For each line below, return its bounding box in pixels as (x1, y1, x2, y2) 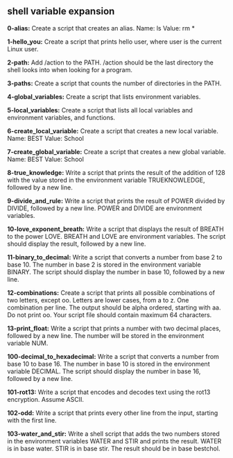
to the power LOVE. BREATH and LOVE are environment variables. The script (7, 232, 226, 240)
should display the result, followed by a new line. (7, 239, 146, 248)
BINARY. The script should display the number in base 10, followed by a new (7, 267, 225, 276)
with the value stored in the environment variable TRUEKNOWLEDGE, (7, 176, 205, 184)
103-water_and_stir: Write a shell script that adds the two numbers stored (7, 430, 220, 438)
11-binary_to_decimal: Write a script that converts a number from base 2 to (7, 253, 223, 261)
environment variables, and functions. (7, 113, 116, 121)
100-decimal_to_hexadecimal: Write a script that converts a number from (7, 352, 220, 360)
